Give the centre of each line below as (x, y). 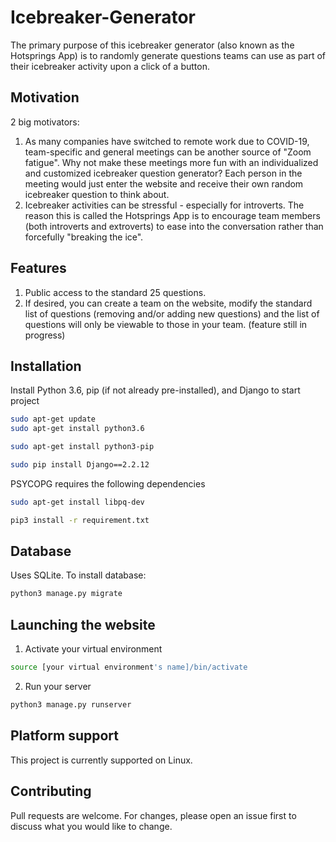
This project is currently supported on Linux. (101, 760)
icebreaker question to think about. (97, 194)
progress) (45, 335)
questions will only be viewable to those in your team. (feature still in (166, 324)
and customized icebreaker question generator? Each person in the (163, 173)
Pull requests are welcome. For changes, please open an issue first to (153, 815)
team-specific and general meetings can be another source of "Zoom (168, 152)
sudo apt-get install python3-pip (82, 447)
